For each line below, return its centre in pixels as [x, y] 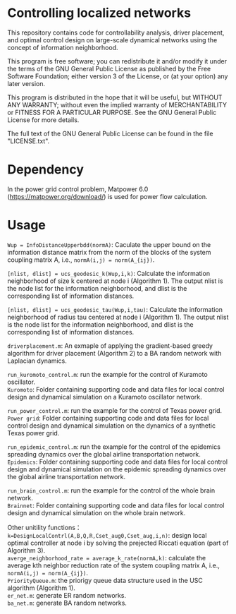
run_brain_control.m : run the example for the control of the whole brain [111, 490]
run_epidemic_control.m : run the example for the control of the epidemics [114, 447]
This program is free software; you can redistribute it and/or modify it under [117, 61]
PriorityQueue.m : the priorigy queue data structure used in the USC [105, 580]
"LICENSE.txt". [29, 141]
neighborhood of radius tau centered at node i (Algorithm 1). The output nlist [118, 317]
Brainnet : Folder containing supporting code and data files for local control [116, 505]
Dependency [46, 170]
